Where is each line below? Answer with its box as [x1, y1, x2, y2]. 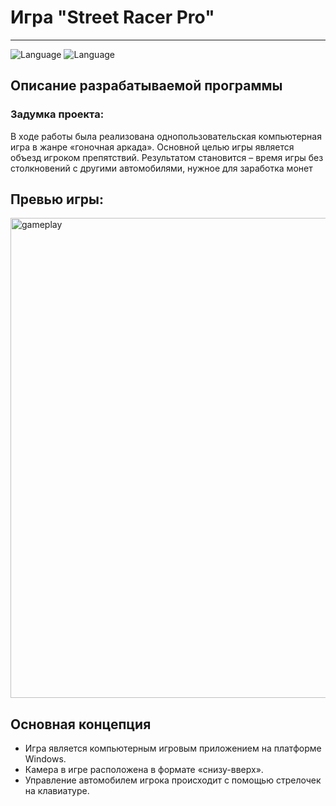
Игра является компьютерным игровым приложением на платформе [24, 742, 322, 755]
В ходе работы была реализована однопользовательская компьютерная [10, 130, 322, 142]
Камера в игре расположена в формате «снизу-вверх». [24, 764, 264, 776]
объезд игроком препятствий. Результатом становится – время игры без [10, 151, 324, 163]
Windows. [24, 753, 67, 765]
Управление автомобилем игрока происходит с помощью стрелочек [24, 774, 322, 786]
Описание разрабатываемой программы [10, 77, 283, 95]
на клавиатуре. [24, 785, 90, 797]
